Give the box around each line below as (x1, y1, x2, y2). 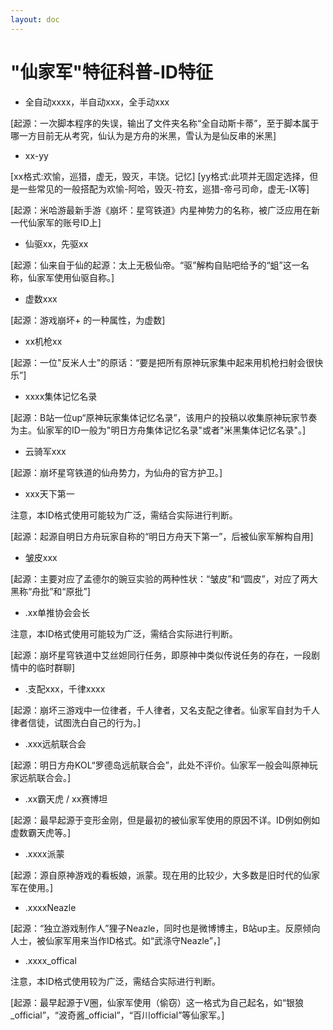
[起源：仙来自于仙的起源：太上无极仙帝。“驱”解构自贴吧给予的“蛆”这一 (10, 259, 301, 271)
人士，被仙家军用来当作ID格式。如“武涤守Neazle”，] (10, 934, 221, 946)
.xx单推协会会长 (24, 606, 91, 618)
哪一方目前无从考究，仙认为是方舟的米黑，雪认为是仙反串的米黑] (10, 129, 277, 141)
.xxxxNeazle (24, 901, 77, 913)
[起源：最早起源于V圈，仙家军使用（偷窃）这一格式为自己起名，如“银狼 (10, 996, 304, 1008)
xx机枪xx (24, 335, 63, 347)
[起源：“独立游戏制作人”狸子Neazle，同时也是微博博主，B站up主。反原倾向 (10, 922, 321, 934)
